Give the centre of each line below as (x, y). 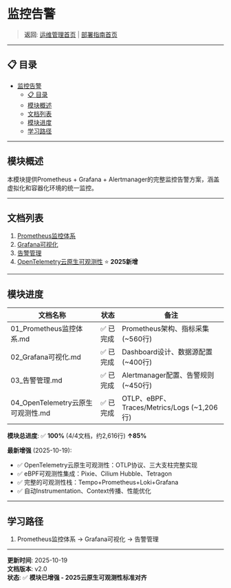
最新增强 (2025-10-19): (40, 450)
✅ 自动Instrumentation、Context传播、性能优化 (84, 491)
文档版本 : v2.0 (27, 569)
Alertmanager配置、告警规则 (168, 375)
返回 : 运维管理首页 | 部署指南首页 (71, 34)
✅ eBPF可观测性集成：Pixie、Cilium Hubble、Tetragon (94, 474)
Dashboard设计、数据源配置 (167, 352)
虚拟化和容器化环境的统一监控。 (52, 187)
